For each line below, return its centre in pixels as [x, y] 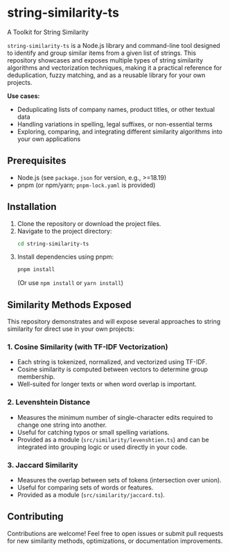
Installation [32, 207]
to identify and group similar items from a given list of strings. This [101, 53]
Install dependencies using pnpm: [65, 257]
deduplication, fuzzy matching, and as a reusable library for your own [106, 75]
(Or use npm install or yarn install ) [70, 283]
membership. [36, 377]
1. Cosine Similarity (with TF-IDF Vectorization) [88, 347]
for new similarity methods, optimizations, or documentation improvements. [115, 541]
